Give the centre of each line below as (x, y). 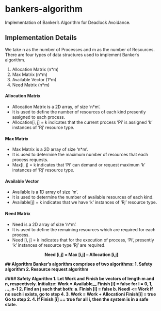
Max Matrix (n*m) (30, 74)
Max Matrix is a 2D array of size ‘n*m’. (50, 149)
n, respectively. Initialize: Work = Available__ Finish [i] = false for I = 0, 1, (79, 284)
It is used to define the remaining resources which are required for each (84, 229)
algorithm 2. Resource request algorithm (47, 269)
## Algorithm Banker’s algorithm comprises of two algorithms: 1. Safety (79, 264)
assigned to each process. (39, 117)
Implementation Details (41, 38)
